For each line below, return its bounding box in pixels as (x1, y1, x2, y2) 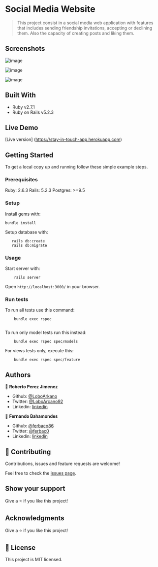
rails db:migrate (11, 243, 48, 248)
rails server (14, 275, 41, 280)
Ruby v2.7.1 (12, 104, 35, 110)
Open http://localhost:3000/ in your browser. (5, 284, 100, 290)
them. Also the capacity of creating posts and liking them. (17, 30, 134, 36)
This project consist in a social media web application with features (17, 20, 154, 26)
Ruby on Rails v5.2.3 (12, 109, 54, 115)
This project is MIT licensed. (5, 557, 63, 563)
